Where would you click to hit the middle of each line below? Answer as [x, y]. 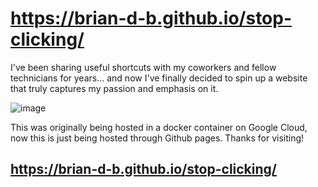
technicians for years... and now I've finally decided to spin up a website [159, 78]
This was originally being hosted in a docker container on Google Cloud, [159, 127]
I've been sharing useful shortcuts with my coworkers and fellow [143, 67]
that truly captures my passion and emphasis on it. [114, 88]
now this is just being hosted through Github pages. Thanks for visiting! [157, 138]
